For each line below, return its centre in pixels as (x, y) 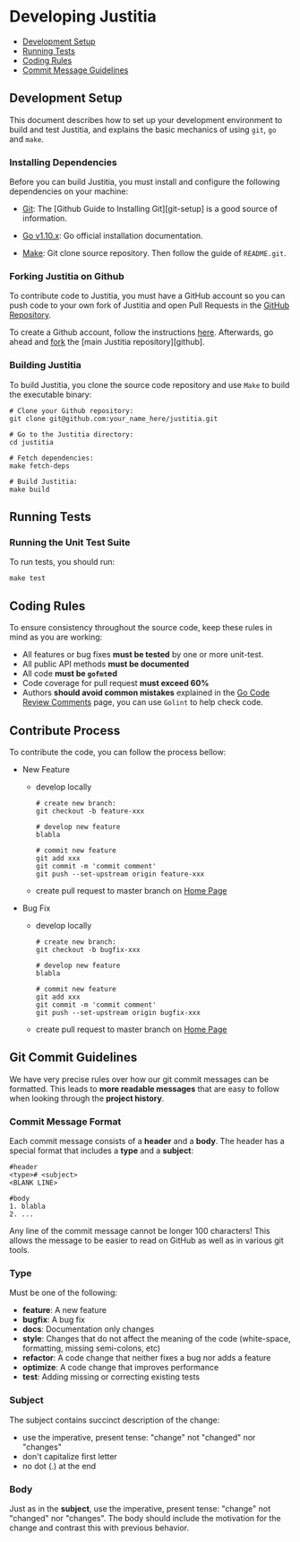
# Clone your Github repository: (72, 410)
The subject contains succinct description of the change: (115, 1420)
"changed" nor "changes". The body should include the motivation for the (145, 1518)
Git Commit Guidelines (73, 1057)
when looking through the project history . (87, 1098)
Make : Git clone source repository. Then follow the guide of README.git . (154, 253)
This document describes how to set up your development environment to (146, 119)
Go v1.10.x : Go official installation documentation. (112, 236)
